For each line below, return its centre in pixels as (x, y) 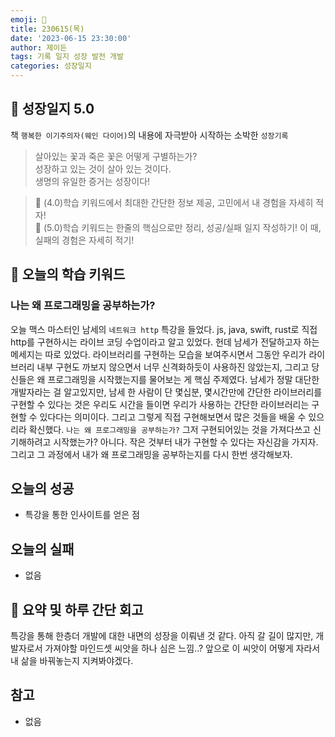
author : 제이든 (39, 47)
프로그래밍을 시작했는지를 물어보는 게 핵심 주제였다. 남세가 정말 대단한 (183, 379)
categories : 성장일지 (51, 66)
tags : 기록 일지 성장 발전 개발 (67, 57)
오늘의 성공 (42, 488)
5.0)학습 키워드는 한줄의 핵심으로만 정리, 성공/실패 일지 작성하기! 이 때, (184, 227)
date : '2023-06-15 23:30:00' (71, 38)
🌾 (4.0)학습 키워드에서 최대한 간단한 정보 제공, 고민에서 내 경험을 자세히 (174, 202)
